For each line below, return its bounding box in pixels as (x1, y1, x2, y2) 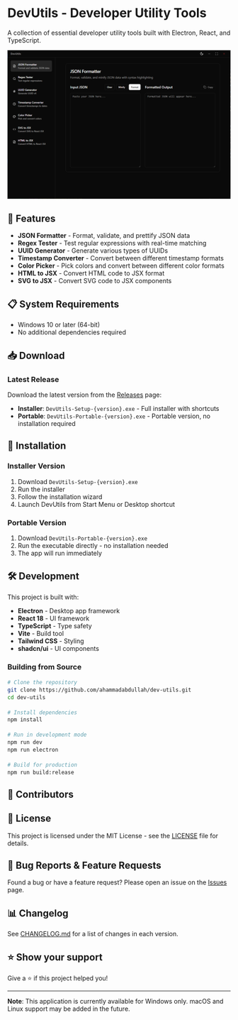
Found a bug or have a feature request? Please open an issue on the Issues (7, 878, 227, 887)
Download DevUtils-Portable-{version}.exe (17, 534, 147, 542)
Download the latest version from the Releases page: (7, 390, 161, 399)
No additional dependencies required (17, 328, 126, 336)
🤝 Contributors (7, 788, 74, 800)
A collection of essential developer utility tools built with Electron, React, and (7, 28, 231, 37)
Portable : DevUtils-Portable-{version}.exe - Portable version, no (17, 412, 211, 420)
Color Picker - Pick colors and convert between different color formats (17, 261, 225, 270)
